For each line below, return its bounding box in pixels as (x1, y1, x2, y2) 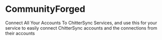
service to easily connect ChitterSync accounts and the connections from (5, 25, 157, 31)
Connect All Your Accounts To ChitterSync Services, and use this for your (5, 20, 157, 26)
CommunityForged (5, 3, 85, 15)
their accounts (5, 30, 35, 36)
